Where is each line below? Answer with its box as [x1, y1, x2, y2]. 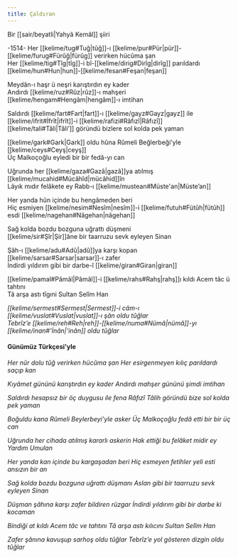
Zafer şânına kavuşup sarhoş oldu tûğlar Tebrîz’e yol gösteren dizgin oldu [7, 535, 225, 544]
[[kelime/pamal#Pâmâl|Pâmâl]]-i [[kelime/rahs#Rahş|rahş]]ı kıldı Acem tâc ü [7, 274, 230, 283]
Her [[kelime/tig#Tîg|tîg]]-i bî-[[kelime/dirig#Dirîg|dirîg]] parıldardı [7, 58, 200, 68]
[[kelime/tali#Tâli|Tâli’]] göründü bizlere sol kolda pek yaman [7, 124, 184, 132]
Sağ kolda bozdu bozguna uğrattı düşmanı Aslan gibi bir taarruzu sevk [7, 478, 215, 487]
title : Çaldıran [7, 10, 55, 18]
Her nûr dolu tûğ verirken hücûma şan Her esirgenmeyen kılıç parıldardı [7, 358, 218, 367]
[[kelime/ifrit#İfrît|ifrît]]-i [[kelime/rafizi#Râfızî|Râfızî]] [7, 117, 163, 125]
